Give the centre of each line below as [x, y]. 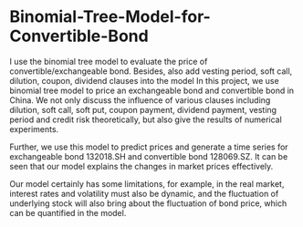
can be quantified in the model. [68, 212]
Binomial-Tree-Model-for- [110, 17]
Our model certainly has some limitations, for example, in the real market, [147, 183]
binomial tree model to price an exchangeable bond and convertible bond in [152, 90]
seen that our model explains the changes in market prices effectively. [141, 166]
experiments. [34, 129]
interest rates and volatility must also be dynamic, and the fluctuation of [144, 193]
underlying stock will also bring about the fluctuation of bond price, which [148, 203]
